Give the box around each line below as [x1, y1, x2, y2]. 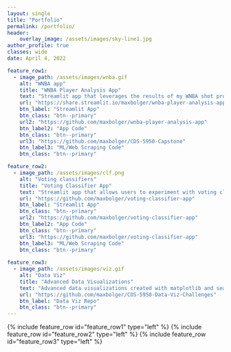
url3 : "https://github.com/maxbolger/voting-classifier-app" [19, 234, 198, 240]
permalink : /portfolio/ [7, 23, 76, 30]
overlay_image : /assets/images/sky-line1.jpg [19, 36, 153, 43]
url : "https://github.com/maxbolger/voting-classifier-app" [19, 195, 195, 202]
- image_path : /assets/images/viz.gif [13, 266, 125, 273]
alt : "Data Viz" [19, 272, 67, 279]
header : [7, 29, 30, 37]
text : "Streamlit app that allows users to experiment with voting [19, 189, 217, 196]
